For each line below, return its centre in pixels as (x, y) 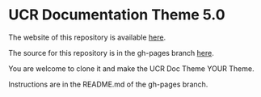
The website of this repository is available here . (87, 37)
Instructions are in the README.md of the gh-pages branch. (108, 84)
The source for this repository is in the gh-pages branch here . (111, 53)
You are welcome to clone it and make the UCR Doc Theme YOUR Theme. (131, 68)
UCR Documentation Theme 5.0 (117, 15)
